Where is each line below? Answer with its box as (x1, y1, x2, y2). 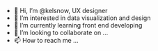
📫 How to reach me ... (13, 37, 79, 44)
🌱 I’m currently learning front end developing (13, 21, 143, 29)
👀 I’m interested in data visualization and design (13, 14, 151, 22)
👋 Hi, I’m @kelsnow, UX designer (13, 7, 108, 14)
